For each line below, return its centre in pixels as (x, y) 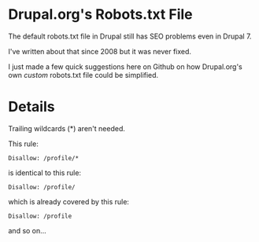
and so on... (28, 230)
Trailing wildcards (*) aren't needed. (67, 128)
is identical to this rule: (44, 172)
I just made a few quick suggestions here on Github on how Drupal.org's (125, 66)
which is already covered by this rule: (69, 201)
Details (31, 107)
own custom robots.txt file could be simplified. (83, 75)
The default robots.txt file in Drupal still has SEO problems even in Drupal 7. (130, 36)
